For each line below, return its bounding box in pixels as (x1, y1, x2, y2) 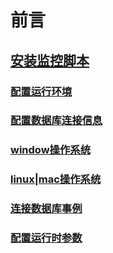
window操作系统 (10, 143, 91, 157)
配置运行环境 (10, 84, 73, 98)
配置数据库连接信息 (10, 114, 103, 128)
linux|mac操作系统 (10, 172, 102, 186)
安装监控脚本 (10, 52, 90, 69)
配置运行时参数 (10, 231, 83, 245)
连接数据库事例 (10, 202, 83, 216)
